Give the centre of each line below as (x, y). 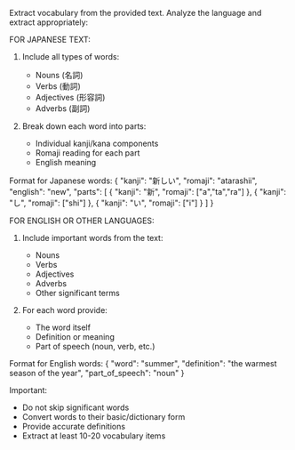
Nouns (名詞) (59, 75)
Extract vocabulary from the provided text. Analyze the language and (136, 13)
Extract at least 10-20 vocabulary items (94, 436)
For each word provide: (65, 310)
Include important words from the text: (92, 238)
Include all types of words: (71, 56)
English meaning (66, 162)
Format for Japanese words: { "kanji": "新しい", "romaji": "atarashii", (133, 181)
